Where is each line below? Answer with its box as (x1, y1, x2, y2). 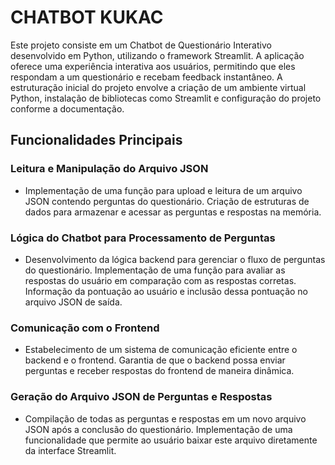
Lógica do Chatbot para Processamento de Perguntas (10, 231, 276, 245)
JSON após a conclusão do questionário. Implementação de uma (24, 423, 293, 435)
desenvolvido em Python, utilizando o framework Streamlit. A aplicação (10, 49, 305, 61)
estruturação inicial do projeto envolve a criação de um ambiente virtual (10, 81, 307, 93)
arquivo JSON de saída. (24, 296, 123, 308)
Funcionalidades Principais (10, 132, 183, 149)
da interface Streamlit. (24, 444, 117, 456)
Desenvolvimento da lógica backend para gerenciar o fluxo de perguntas (24, 253, 326, 265)
